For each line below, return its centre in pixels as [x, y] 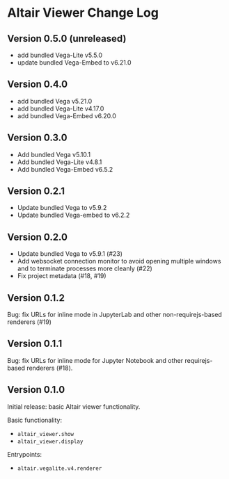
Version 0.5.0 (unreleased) [67, 39]
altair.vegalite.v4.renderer [60, 468]
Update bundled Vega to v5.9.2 [62, 208]
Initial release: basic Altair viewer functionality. [74, 406]
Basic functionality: [35, 420]
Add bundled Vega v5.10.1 [54, 154]
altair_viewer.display [50, 441]
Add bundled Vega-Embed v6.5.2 [65, 169]
